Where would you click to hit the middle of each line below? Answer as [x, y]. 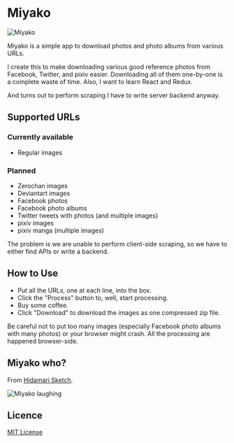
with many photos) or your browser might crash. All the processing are [109, 333]
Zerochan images [43, 185]
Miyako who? [37, 363]
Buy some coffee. [43, 305]
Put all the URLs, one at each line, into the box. [85, 290]
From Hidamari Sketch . [40, 380]
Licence [25, 415]
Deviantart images [44, 193]
